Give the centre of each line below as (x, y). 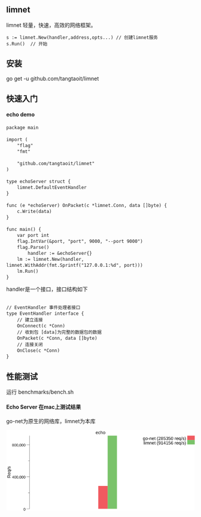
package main (22, 128)
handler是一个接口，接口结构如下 (47, 289)
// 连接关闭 (30, 345)
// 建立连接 (30, 320)
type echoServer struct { (38, 182)
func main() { (24, 230)
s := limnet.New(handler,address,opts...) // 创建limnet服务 (82, 37)
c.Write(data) (34, 212)
